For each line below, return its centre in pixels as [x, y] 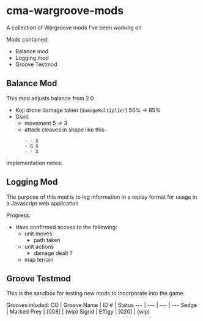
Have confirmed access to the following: [66, 227]
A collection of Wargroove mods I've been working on [74, 28]
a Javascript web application [42, 203]
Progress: [18, 215]
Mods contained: [28, 39]
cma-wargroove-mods [65, 11]
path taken [47, 240]
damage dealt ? [53, 253]
